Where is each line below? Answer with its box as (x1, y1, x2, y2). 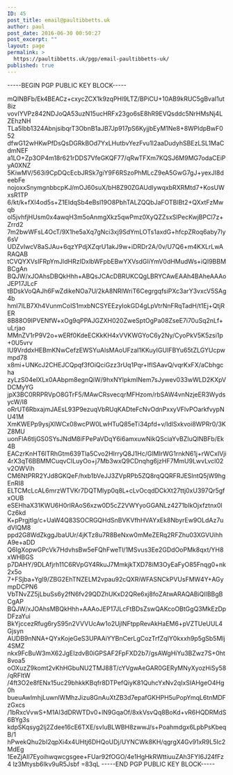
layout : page (7, 42, 45, 49)
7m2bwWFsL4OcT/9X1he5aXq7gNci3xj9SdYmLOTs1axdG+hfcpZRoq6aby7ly (7, 227, 226, 236)
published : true (7, 62, 54, 69)
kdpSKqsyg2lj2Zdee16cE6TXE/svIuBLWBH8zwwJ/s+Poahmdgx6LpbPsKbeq (7, 723, 227, 731)
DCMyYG (7, 383, 33, 391)
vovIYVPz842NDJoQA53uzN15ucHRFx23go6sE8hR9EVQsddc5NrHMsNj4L (7, 109, 223, 118)
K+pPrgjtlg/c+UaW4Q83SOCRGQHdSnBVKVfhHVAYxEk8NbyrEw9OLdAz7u (7, 516, 224, 524)
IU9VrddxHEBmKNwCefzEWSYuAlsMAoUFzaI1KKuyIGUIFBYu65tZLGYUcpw (7, 346, 226, 354)
